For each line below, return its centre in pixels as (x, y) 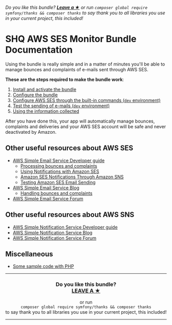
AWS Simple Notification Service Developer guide (65, 227)
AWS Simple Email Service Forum (48, 198)
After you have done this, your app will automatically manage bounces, (80, 121)
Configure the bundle (35, 95)
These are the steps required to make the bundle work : (65, 79)
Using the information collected (46, 111)
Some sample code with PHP (43, 267)
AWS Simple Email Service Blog (46, 188)
